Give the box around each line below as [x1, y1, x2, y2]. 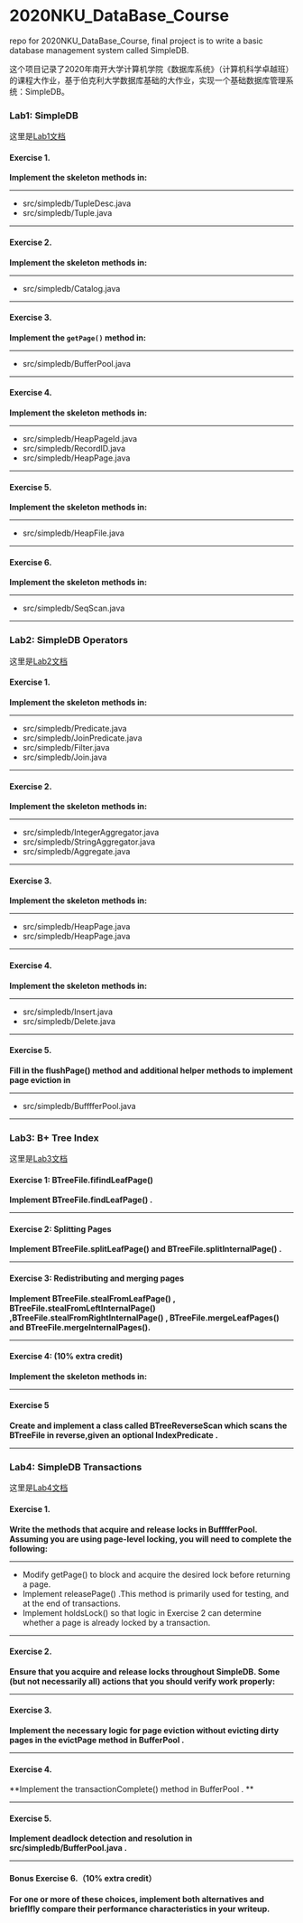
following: [9, 1543, 48, 1554]
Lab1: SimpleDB [9, 109, 79, 122]
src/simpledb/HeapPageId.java [22, 434, 138, 444]
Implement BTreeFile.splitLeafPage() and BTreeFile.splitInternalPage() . [9, 1244, 282, 1255]
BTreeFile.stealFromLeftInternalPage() [9, 1302, 156, 1313]
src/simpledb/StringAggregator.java [22, 836, 156, 847]
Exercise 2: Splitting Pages [9, 1223, 112, 1234]
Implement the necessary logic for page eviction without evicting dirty [9, 1724, 280, 1735]
